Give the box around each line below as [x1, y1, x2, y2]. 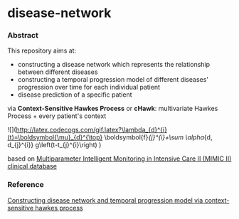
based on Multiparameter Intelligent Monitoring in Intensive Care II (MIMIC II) [7, 154, 232, 163]
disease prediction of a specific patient [17, 90, 132, 99]
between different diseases [17, 68, 98, 76]
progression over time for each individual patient [17, 83, 161, 92]
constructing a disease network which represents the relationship [17, 60, 211, 69]
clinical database [7, 162, 57, 171]
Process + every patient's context [7, 112, 107, 120]
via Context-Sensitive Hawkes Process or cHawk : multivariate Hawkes [7, 105, 218, 113]
